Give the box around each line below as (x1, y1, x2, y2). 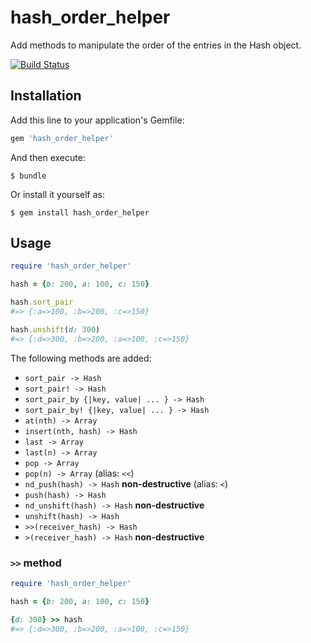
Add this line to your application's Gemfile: (10, 114, 185, 126)
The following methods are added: (10, 352, 152, 364)
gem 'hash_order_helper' (10, 133, 114, 143)
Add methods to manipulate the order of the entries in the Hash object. (10, 39, 302, 51)
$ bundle (10, 171, 47, 181)
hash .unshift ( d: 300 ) (10, 324, 101, 335)
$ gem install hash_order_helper (10, 207, 150, 218)
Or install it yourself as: (10, 188, 105, 200)
